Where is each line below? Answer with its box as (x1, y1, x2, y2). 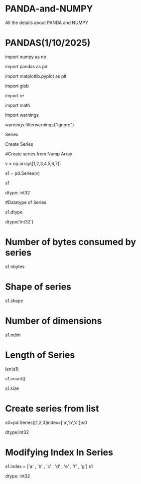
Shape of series (5, 281, 71, 292)
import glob (5, 83, 29, 89)
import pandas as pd (5, 63, 48, 69)
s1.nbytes (5, 264, 25, 270)
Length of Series (5, 349, 75, 361)
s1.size (5, 385, 19, 391)
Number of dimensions (5, 315, 102, 326)
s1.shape (5, 298, 23, 304)
